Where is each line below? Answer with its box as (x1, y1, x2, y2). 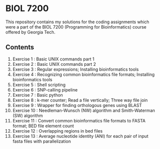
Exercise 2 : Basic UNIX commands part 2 (12, 61, 96, 67)
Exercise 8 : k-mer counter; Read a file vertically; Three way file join (12, 97, 148, 103)
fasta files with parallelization (12, 138, 71, 144)
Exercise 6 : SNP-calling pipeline (12, 87, 78, 92)
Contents (5, 43, 34, 51)
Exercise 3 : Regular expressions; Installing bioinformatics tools (12, 66, 139, 72)
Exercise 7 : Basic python (12, 92, 64, 98)
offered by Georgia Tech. (5, 29, 56, 35)
